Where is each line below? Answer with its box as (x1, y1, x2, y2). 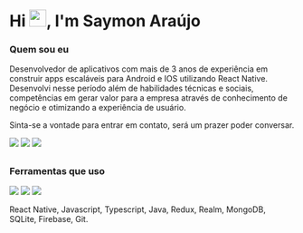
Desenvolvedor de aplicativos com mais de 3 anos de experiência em (9, 63, 269, 74)
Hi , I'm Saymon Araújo (9, 11, 201, 32)
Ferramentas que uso (9, 164, 106, 177)
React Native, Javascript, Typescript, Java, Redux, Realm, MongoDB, (9, 204, 267, 215)
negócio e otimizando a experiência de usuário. (9, 102, 187, 113)
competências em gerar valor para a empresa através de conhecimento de (9, 92, 288, 103)
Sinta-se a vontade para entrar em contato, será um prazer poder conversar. (9, 120, 295, 131)
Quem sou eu (9, 44, 70, 56)
